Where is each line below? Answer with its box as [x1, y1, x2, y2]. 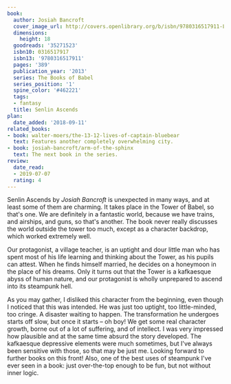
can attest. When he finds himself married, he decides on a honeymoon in [7, 260, 217, 269]
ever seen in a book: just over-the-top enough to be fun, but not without [7, 361, 211, 370]
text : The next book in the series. [13, 151, 118, 159]
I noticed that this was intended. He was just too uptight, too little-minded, [7, 303, 217, 311]
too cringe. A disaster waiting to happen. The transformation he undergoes [7, 310, 219, 319]
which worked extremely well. [7, 232, 91, 241]
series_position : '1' [13, 81, 76, 88]
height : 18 [19, 36, 51, 43]
